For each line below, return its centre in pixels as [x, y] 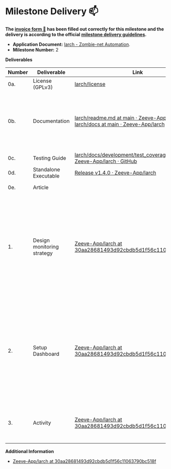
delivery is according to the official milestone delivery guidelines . [76, 34]
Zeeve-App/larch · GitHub [106, 161]
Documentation [51, 121]
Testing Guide [49, 158]
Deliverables [19, 59]
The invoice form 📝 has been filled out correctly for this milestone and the [85, 29]
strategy [43, 253]
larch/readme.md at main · [106, 118]
